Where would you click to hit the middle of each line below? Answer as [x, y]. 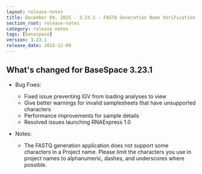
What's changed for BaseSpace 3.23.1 [79, 70]
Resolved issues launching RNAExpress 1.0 [77, 122]
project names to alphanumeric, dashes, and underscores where [104, 158]
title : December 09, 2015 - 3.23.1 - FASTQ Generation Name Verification [101, 18]
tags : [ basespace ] [29, 34]
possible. [35, 164]
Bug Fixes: [28, 85]
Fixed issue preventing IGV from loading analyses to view [95, 96]
